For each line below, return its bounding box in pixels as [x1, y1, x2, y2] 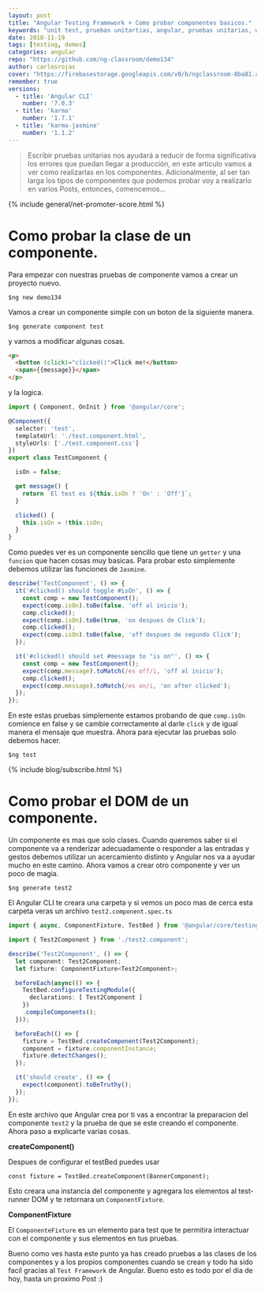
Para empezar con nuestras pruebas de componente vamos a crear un [8, 270, 238, 279]
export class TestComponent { [8, 454, 108, 462]
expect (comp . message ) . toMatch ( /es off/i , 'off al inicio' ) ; [22, 667, 224, 675]
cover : [8, 70, 30, 78]
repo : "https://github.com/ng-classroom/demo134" [8, 56, 175, 64]
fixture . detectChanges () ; [22, 1052, 108, 1060]
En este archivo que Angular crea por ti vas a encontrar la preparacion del [8, 1110, 248, 1119]
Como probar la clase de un [8, 226, 192, 244]
